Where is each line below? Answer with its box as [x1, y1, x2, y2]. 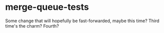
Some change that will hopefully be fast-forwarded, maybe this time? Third [5, 18, 159, 24]
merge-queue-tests [5, 1, 89, 13]
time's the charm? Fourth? [5, 23, 59, 29]
